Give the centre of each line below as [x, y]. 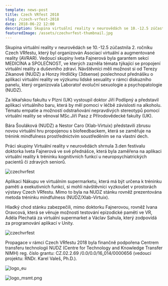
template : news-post [27, 10]
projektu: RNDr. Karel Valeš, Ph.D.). [41, 258]
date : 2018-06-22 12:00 [30, 24]
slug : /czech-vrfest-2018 [32, 19]
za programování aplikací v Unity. [39, 223]
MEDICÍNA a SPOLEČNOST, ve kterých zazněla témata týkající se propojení [83, 63]
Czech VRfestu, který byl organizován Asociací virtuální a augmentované [80, 53]
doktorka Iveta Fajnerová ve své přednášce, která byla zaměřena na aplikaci [83, 151]
